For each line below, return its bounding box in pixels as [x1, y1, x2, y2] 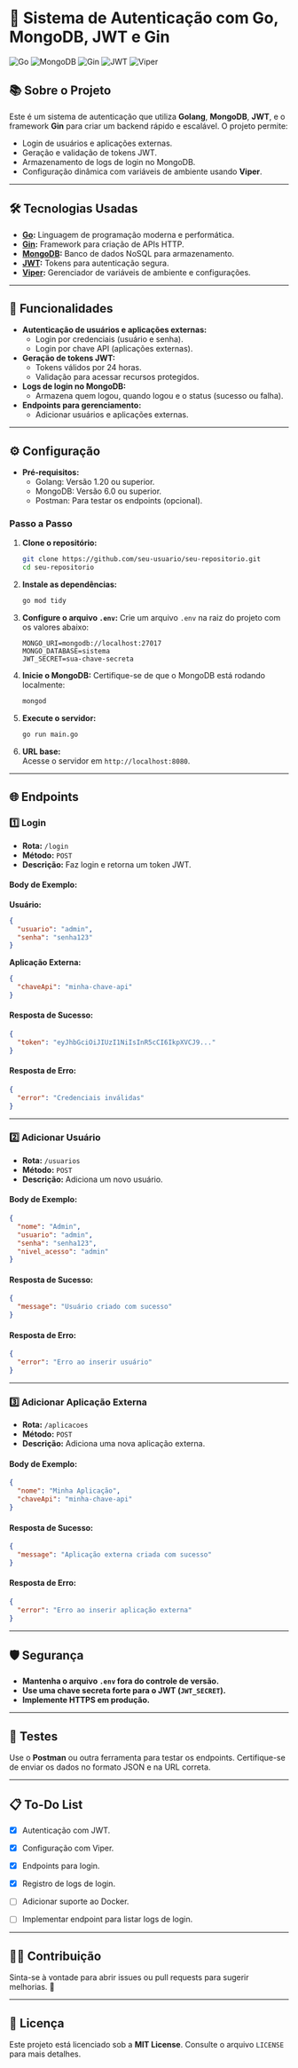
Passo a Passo [9, 518, 73, 530]
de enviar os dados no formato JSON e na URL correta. [9, 1762, 211, 1772]
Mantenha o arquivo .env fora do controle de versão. [21, 1676, 220, 1686]
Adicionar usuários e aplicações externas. [35, 409, 189, 420]
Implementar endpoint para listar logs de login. [21, 1913, 193, 1925]
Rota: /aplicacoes [21, 1420, 89, 1430]
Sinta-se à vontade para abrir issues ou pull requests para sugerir [9, 1972, 250, 1983]
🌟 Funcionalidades [9, 301, 114, 316]
